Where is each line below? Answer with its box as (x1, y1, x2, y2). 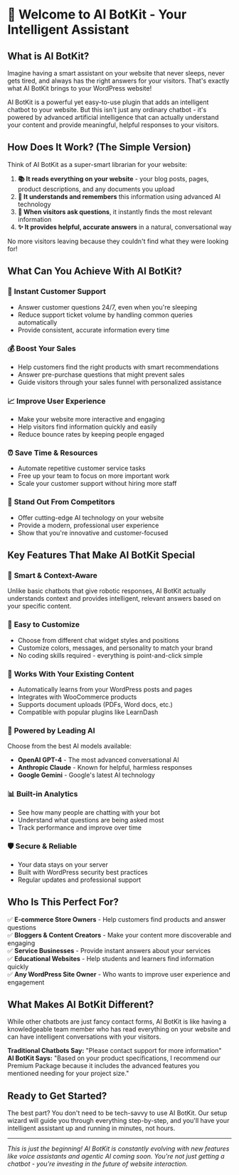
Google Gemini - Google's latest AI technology (17, 770, 155, 780)
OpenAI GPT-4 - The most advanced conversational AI (17, 756, 179, 764)
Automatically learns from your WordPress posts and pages (17, 685, 193, 693)
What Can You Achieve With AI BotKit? (7, 265, 183, 278)
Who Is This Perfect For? (7, 896, 119, 908)
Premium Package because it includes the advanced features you (7, 1062, 200, 1070)
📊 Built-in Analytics (7, 789, 78, 799)
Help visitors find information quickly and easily (17, 422, 158, 431)
